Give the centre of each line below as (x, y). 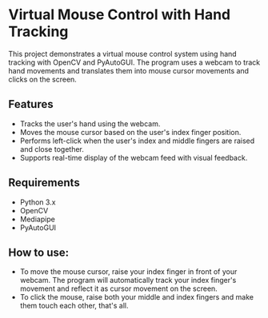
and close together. (52, 149)
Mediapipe (38, 219)
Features (31, 104)
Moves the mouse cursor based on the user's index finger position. (130, 132)
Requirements (44, 183)
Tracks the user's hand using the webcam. (90, 123)
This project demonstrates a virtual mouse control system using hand (123, 54)
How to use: (39, 252)
